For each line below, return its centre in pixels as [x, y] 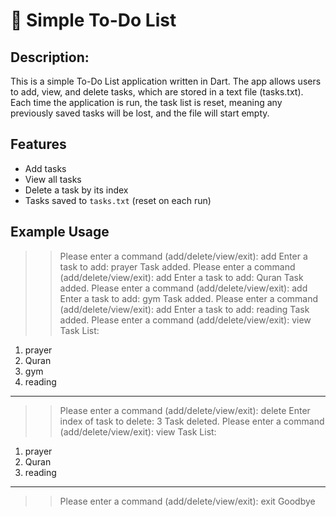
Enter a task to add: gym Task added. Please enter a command [189, 298]
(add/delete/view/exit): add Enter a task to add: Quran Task [181, 277]
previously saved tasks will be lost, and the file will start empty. [140, 113]
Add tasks [45, 168]
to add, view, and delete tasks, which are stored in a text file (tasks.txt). [157, 92]
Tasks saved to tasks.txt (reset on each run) [118, 200]
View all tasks [53, 179]
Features [38, 144]
